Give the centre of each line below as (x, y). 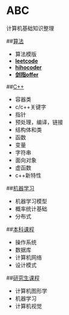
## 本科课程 (20, 229)
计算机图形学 (31, 291)
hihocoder (28, 67)
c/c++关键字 (31, 106)
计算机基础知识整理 (30, 28)
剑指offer (27, 74)
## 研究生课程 (23, 278)
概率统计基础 (31, 209)
